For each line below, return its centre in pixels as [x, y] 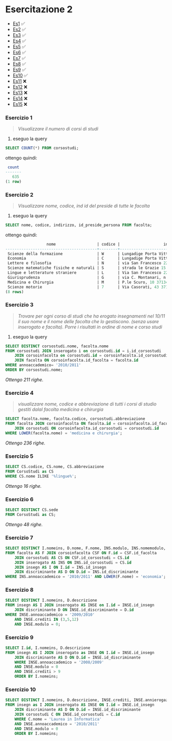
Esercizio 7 [19, 537]
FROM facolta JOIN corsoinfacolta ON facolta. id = [60, 424]
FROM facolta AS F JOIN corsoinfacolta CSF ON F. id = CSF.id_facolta [81, 553]
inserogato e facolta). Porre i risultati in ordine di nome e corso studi [90, 327]
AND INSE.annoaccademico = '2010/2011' [57, 724]
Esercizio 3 [19, 305]
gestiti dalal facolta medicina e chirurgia [60, 410]
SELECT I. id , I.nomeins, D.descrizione [48, 648]
